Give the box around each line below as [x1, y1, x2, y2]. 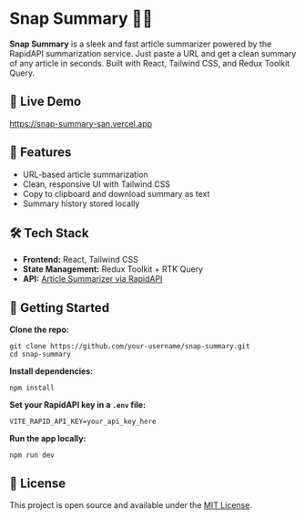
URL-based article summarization [22, 169, 148, 180]
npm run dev [9, 451, 55, 460]
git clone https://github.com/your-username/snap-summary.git [9, 342, 250, 351]
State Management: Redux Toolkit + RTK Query [22, 264, 203, 275]
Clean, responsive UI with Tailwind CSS [22, 178, 171, 190]
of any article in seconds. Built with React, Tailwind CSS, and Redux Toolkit [9, 57, 290, 68]
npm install [9, 383, 55, 393]
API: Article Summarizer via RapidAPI [22, 274, 163, 285]
